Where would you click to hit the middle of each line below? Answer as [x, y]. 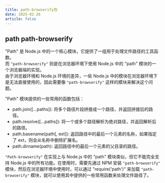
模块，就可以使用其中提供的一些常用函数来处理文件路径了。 [91, 175]
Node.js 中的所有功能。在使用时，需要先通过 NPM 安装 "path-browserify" [86, 163]
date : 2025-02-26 [23, 14]
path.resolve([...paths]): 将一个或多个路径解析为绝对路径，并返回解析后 [84, 122]
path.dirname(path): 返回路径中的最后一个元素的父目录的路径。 [76, 146]
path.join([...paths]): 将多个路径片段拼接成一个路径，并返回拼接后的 [81, 110]
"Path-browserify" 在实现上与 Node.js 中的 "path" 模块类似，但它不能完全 [80, 157]
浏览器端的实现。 [27, 70]
